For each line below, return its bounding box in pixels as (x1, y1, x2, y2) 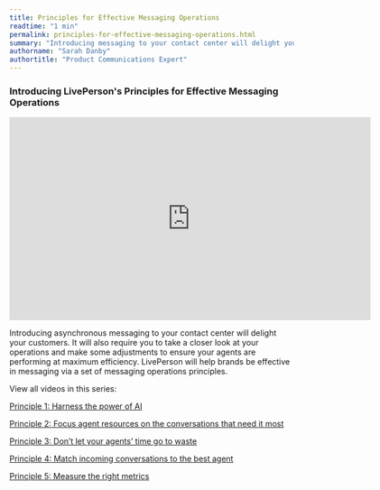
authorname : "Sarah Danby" (9, 47, 111, 56)
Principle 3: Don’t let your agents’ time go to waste (9, 436, 198, 447)
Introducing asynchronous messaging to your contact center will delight (9, 328, 277, 338)
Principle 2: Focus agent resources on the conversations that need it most (9, 419, 284, 430)
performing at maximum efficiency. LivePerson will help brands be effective (9, 356, 291, 367)
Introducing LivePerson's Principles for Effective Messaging (9, 85, 279, 97)
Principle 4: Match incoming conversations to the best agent (9, 453, 234, 465)
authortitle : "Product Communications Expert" (9, 55, 188, 64)
